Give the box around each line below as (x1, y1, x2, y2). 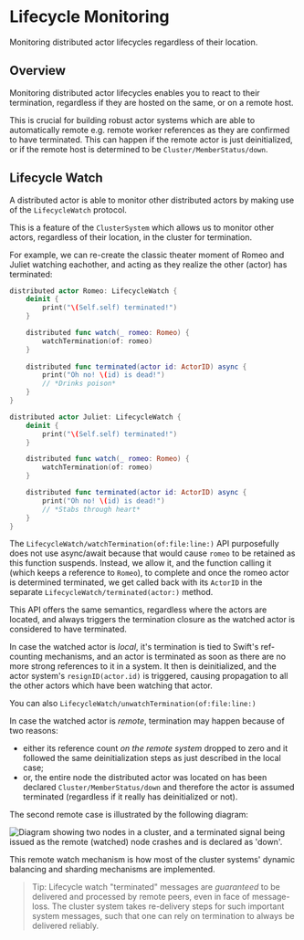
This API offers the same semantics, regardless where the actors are (9, 604, 267, 615)
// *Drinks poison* (42, 379, 117, 389)
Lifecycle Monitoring (9, 6, 170, 27)
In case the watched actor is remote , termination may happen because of (9, 715, 285, 726)
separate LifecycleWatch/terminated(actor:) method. (9, 587, 214, 598)
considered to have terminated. (9, 623, 128, 635)
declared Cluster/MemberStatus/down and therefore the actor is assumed (22, 782, 295, 793)
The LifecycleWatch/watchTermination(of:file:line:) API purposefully (9, 538, 280, 549)
